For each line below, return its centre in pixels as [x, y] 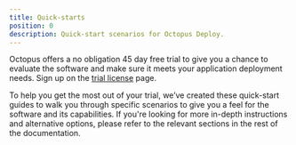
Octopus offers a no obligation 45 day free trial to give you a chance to [139, 60]
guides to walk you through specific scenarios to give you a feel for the [139, 105]
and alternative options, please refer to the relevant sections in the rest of [144, 124]
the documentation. [45, 133]
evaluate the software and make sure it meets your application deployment [146, 68]
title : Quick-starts [48, 17]
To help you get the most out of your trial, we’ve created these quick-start [144, 95]
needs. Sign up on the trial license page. [83, 78]
